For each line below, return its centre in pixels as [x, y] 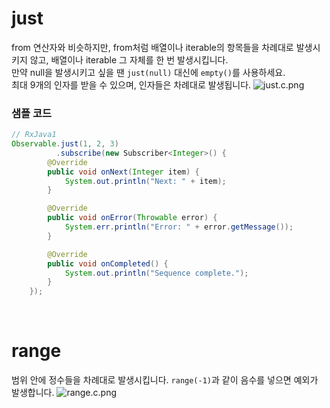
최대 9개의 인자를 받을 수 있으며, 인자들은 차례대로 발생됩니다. [131, 84]
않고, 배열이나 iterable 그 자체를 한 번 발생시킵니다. [129, 59]
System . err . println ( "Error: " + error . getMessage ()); [179, 227]
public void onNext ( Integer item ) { [123, 172]
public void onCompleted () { [108, 263]
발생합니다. [33, 393]
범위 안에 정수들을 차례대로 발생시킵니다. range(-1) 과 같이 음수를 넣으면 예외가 [165, 380]
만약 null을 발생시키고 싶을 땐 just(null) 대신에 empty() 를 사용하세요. [148, 72]
